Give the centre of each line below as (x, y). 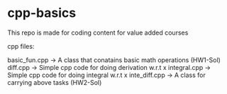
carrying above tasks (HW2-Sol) (55, 82)
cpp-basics (42, 13)
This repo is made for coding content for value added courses (98, 33)
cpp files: (21, 46)
